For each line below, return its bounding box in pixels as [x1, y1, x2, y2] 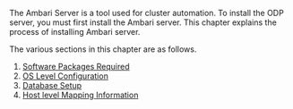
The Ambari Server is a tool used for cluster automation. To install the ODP [9, 8, 284, 18]
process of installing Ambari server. [9, 27, 141, 37]
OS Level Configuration [22, 71, 109, 81]
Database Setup [22, 80, 82, 90]
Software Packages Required [22, 62, 130, 71]
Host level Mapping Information [22, 89, 139, 100]
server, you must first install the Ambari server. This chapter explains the [9, 17, 278, 28]
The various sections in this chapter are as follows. [9, 44, 197, 54]
